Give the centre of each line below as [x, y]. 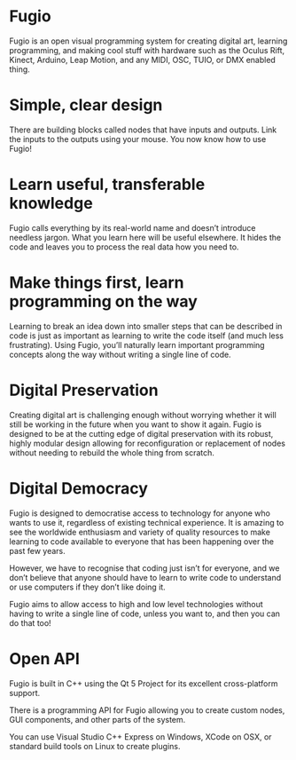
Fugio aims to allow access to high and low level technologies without [136, 604]
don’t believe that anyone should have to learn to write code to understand [145, 577]
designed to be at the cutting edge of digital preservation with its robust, [141, 433]
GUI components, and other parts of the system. [97, 719]
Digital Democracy [79, 488]
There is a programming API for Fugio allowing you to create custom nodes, [147, 710]
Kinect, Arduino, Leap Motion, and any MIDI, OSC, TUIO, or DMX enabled [143, 59]
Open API [44, 658]
